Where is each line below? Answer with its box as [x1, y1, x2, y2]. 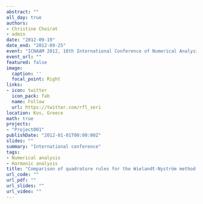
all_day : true [6, 14, 42, 21]
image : [6, 65, 23, 71]
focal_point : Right [11, 76, 61, 82]
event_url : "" [6, 54, 42, 60]
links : [6, 82, 23, 88]
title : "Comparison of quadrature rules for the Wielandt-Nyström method [6, 166, 196, 172]
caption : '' [11, 71, 42, 77]
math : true [6, 115, 34, 121]
